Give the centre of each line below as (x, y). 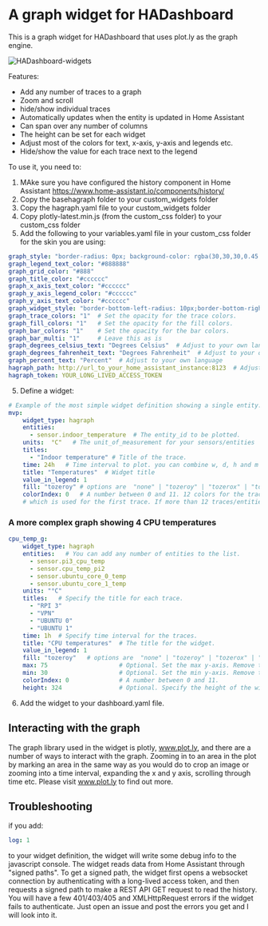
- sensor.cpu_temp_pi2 (67, 569)
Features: (24, 76)
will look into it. (33, 915)
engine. (21, 45)
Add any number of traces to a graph (81, 92)
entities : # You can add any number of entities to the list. (132, 554)
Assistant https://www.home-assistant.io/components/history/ (122, 190)
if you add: (26, 826)
